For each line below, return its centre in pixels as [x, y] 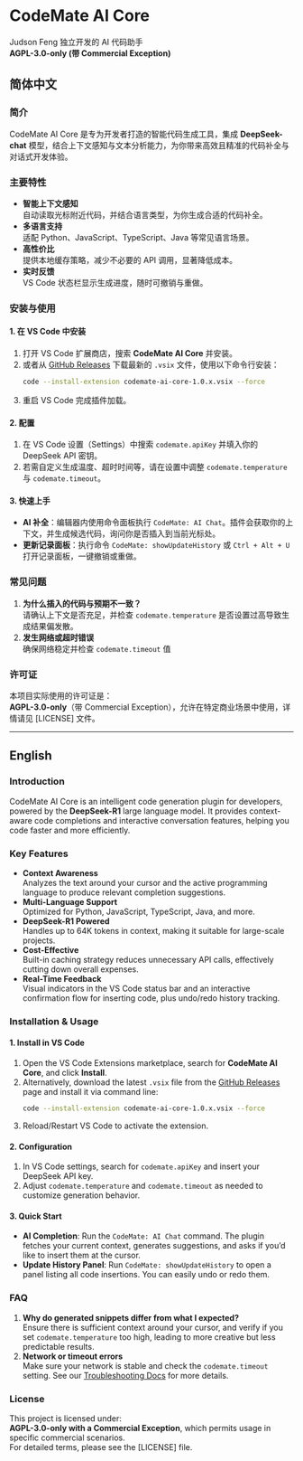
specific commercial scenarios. [68, 1437]
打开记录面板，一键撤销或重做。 [82, 556]
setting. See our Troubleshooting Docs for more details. [125, 1375]
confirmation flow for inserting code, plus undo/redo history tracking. [151, 998]
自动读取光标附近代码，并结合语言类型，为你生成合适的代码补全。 [145, 214]
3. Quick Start [36, 1216]
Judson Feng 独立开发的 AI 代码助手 [76, 42]
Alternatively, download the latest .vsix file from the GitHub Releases [151, 1082]
